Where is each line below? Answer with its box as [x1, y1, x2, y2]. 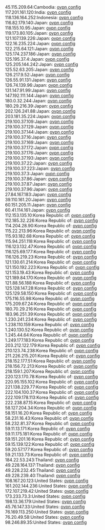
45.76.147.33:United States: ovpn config [5, 504, 85, 509]
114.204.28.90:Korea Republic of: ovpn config [5, 223, 97, 228]
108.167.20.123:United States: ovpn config [5, 478, 89, 483]
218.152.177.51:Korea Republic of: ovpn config [5, 358, 96, 364]
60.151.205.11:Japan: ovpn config [5, 202, 71, 208]
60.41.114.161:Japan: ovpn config [5, 207, 70, 213]
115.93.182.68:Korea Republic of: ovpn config [5, 233, 95, 239]
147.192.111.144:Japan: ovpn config [5, 93, 74, 98]
